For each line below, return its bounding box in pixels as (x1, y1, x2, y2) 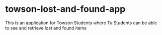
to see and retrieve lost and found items (5, 25, 87, 31)
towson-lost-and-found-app (5, 3, 126, 15)
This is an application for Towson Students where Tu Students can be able (5, 20, 158, 26)
